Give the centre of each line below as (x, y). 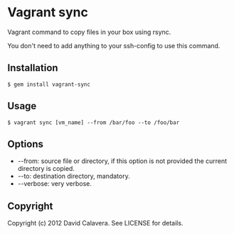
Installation (33, 68)
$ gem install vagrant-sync (49, 84)
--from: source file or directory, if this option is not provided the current (122, 161)
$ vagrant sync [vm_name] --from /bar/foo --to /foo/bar (94, 122)
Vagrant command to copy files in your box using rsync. (89, 32)
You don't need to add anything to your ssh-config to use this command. (114, 45)
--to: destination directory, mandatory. (74, 176)
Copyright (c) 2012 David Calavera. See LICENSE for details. (95, 223)
